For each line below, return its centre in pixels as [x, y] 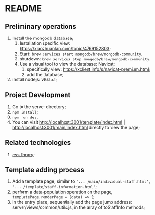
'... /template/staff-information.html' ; [55, 187]
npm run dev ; [25, 117]
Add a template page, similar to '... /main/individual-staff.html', [81, 181]
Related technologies [38, 143]
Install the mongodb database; [43, 38]
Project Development [38, 95]
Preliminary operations [41, 27]
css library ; [23, 155]
